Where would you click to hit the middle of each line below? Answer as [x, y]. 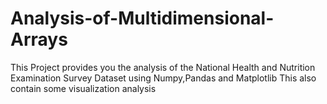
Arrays [39, 39]
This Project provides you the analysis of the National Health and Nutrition [163, 67]
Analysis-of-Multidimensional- [142, 18]
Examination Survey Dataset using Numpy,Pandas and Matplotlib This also [163, 78]
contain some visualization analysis [83, 88]
